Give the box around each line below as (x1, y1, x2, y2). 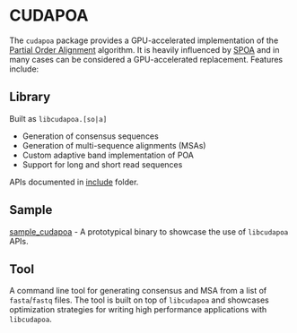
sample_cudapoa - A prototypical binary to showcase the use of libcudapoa (9, 226, 289, 237)
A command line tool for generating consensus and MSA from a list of (9, 286, 267, 296)
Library (9, 90, 51, 105)
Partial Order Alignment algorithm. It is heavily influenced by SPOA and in (9, 44, 280, 55)
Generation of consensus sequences (22, 131, 159, 141)
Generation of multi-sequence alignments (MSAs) (22, 140, 206, 150)
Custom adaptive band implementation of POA (22, 149, 195, 160)
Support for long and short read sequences (22, 158, 183, 170)
